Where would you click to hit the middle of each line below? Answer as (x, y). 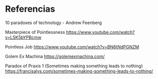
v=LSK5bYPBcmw (23, 37)
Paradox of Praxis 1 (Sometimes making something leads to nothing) (74, 66)
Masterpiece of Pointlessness (35, 32)
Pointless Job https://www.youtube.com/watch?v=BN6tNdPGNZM (72, 47)
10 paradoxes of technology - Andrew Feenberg (53, 23)
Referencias (30, 9)
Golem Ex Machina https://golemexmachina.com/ (55, 56)
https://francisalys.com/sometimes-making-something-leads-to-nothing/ (79, 71)
